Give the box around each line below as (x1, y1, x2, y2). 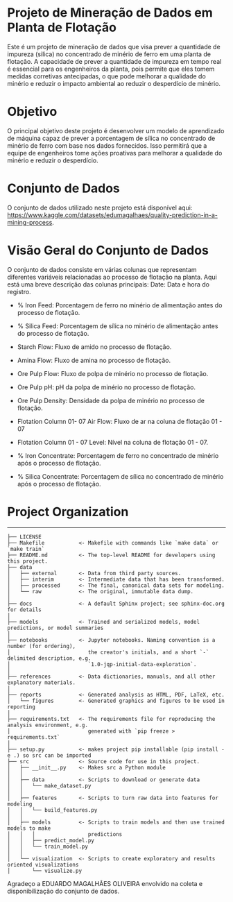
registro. (7, 287, 31, 296)
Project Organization (7, 504, 129, 520)
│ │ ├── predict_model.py (7, 837, 95, 844)
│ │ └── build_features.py (7, 806, 98, 813)
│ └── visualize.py (7, 867, 82, 874)
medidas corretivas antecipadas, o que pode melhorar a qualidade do (7, 71, 206, 80)
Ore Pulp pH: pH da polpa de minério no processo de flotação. (17, 383, 196, 391)
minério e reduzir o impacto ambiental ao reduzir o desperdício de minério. (7, 79, 221, 87)
